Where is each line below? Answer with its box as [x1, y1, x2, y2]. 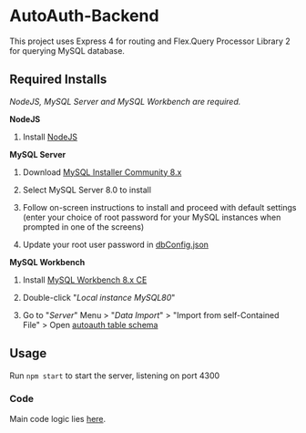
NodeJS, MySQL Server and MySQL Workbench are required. [9, 96, 241, 107]
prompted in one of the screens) [22, 221, 145, 232]
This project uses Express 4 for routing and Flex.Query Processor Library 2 [9, 36, 291, 46]
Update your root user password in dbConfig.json [22, 239, 209, 250]
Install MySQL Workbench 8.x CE [22, 274, 148, 285]
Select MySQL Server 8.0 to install [22, 184, 152, 195]
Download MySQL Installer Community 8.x [22, 166, 182, 178]
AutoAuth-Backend [9, 5, 159, 26]
